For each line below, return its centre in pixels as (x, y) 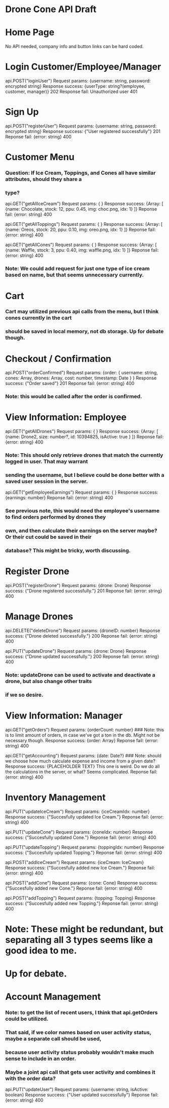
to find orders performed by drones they (55, 517)
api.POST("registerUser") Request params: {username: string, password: (81, 126)
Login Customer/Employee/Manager (83, 67)
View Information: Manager (64, 716)
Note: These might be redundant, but (84, 929)
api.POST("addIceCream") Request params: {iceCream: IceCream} (75, 862)
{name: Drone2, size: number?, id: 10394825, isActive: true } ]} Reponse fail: (84, 437)
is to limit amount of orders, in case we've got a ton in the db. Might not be (82, 735)
